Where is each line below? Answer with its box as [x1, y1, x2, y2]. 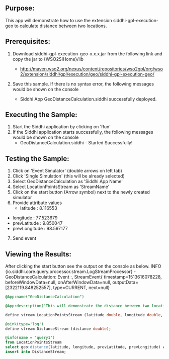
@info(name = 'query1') [5, 335, 55, 340]
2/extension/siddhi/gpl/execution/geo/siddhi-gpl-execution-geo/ [20, 71, 154, 77]
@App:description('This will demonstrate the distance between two [5, 303, 150, 308]
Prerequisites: [5, 37, 50, 46]
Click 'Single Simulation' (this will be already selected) [12, 173, 125, 179]
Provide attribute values [12, 200, 62, 206]
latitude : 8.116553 [20, 205, 57, 211]
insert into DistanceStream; [5, 349, 66, 354]
